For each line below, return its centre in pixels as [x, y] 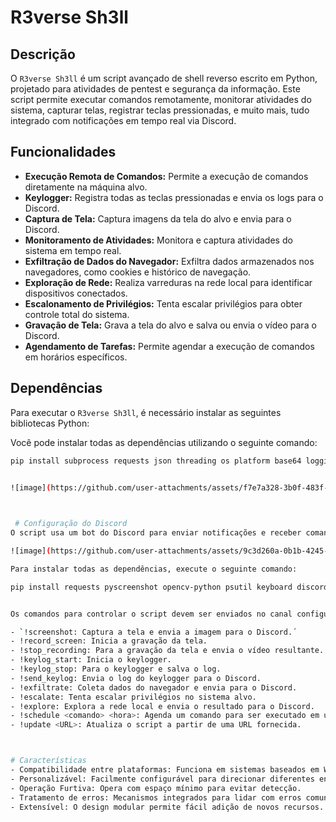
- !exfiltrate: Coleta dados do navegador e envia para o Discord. [154, 687]
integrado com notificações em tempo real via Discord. [123, 120]
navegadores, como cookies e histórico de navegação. [138, 272]
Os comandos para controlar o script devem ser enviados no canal [151, 614]
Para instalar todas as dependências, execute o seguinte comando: [154, 569]
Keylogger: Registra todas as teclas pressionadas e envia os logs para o [174, 197]
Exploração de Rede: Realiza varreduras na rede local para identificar [168, 282]
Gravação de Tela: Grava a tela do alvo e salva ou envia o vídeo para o [170, 325]
